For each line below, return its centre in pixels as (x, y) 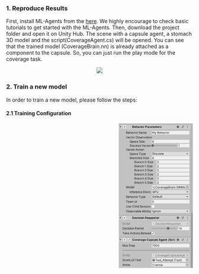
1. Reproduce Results (37, 8)
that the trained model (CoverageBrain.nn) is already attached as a (87, 46)
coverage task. (24, 59)
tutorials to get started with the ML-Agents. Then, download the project (93, 27)
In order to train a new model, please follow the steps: (72, 100)
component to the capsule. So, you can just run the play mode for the (91, 53)
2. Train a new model (36, 87)
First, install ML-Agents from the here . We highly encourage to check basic (97, 21)
